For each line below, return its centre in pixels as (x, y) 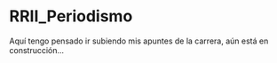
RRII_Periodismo (71, 16)
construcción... (37, 50)
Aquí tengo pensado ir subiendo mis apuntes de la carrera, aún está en (139, 41)
